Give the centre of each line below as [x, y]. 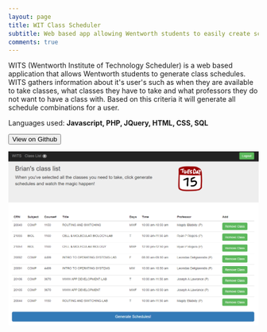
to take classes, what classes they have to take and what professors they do [133, 91]
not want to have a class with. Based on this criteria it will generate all [122, 99]
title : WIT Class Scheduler [55, 25]
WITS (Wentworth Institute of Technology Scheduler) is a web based [120, 66]
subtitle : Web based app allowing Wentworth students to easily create [129, 33]
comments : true [33, 42]
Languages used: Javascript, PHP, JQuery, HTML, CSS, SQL [108, 123]
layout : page [30, 17]
